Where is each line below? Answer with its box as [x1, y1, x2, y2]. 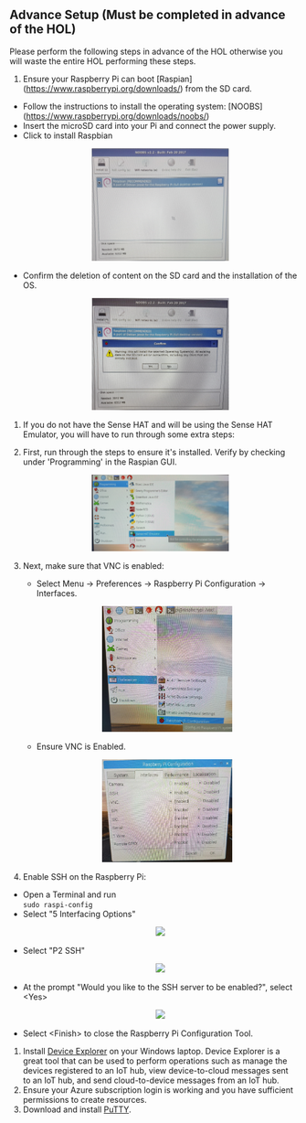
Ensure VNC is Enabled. [36, 741, 126, 752]
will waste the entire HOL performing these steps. [9, 55, 196, 67]
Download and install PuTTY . [22, 1104, 132, 1115]
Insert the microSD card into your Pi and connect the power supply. [22, 120, 277, 131]
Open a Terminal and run [22, 889, 117, 900]
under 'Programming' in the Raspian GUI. [22, 456, 177, 467]
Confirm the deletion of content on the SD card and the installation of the [22, 270, 298, 281]
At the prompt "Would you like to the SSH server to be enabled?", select [22, 982, 293, 993]
